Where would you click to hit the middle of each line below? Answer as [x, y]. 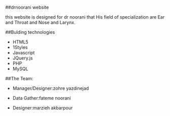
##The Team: [19, 78]
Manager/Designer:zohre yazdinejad [51, 88]
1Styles [20, 47]
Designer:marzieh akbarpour [43, 108]
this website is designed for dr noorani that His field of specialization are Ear [85, 17]
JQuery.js [23, 58]
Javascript [24, 53]
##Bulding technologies [30, 32]
